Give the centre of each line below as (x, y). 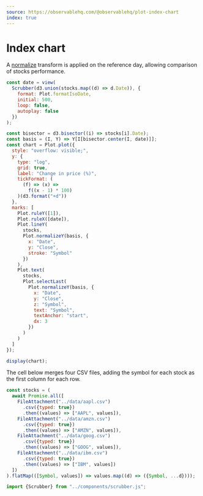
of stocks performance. (36, 72)
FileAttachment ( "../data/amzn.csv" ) (64, 419)
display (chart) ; (27, 361)
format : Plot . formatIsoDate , (54, 94)
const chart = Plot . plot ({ (41, 145)
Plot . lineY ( (32, 225)
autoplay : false (38, 111)
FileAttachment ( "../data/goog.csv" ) (64, 436)
